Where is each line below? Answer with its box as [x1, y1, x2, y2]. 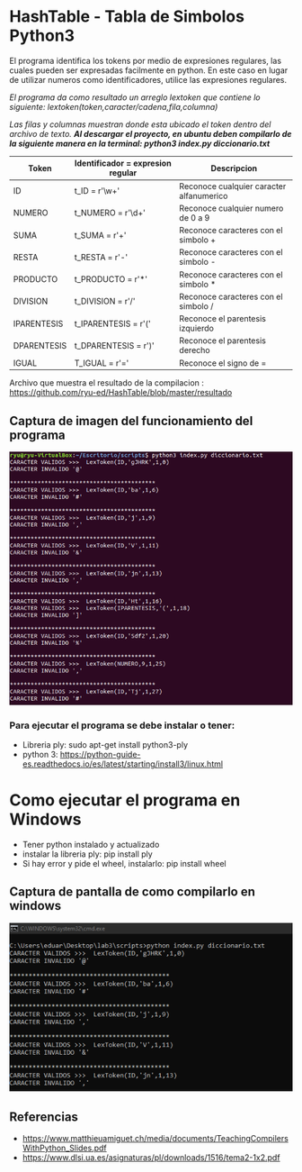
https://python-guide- [59, 750, 141, 760]
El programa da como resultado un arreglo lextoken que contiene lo [9, 92, 261, 103]
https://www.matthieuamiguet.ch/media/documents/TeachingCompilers [22, 1133, 289, 1144]
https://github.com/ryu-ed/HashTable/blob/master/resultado [9, 387, 233, 398]
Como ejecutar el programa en [9, 790, 241, 811]
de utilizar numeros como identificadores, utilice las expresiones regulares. [9, 74, 288, 85]
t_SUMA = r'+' [74, 230, 127, 241]
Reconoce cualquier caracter [179, 180, 287, 191]
